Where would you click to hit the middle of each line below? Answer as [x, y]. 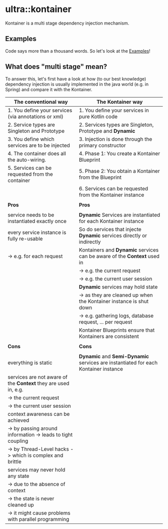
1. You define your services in [114, 110]
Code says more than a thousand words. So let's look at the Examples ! [78, 51]
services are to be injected [39, 145]
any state [18, 476]
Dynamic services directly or [113, 235]
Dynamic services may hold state [118, 287]
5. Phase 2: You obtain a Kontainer [119, 171]
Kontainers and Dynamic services [119, 250]
